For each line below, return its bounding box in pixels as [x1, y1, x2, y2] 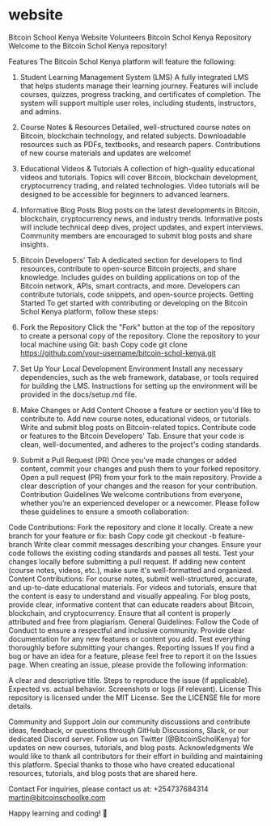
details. [8, 701, 33, 710]
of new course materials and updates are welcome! [19, 148, 192, 158]
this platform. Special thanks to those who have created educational [8, 760, 235, 769]
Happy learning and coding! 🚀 [8, 808, 108, 818]
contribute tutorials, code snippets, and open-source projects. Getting [19, 289, 254, 299]
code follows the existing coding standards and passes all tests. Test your [8, 548, 255, 558]
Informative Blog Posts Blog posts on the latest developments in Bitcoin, [19, 204, 260, 215]
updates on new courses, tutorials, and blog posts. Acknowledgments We [8, 742, 254, 752]
